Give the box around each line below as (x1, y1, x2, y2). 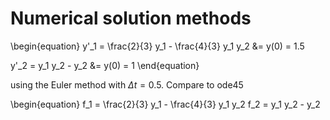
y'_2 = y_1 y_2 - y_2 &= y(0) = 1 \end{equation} (10, 59, 200, 71)
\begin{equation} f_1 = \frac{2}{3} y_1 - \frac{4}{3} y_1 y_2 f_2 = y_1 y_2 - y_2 (10, 98, 321, 110)
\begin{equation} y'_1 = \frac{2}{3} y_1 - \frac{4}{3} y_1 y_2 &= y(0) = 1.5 (10, 40, 305, 52)
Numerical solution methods (10, 7, 252, 30)
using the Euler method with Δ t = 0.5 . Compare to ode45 (10, 78, 244, 91)
